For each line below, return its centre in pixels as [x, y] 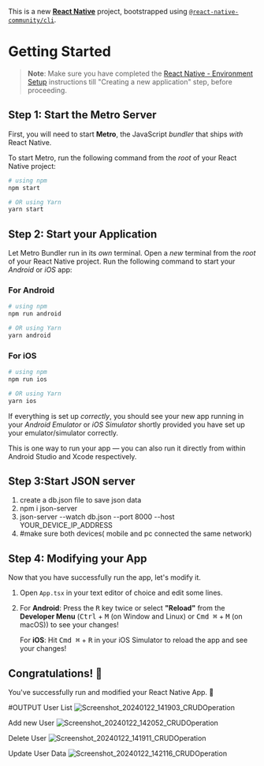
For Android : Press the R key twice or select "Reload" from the [122, 608]
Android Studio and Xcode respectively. [73, 456]
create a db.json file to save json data [80, 500]
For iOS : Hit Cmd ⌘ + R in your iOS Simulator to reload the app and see [134, 640]
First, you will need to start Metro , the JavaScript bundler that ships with [126, 134]
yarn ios [22, 401]
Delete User [28, 738]
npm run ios [28, 379]
